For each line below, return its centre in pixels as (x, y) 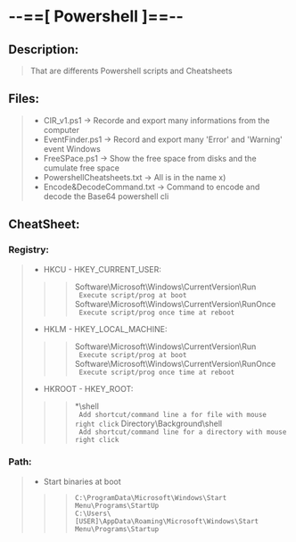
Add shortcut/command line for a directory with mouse (183, 432)
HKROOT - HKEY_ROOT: (88, 388)
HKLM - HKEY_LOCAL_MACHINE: (105, 329)
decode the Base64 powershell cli (106, 196)
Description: (44, 50)
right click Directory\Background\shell (148, 423)
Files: (24, 99)
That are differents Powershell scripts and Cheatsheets (131, 71)
